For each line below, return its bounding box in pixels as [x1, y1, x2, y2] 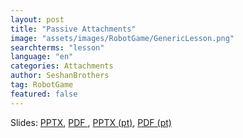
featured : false [10, 89, 78, 99]
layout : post [10, 14, 65, 25]
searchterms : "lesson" [10, 42, 105, 53]
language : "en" [10, 52, 74, 62]
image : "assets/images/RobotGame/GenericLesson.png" [10, 33, 235, 43]
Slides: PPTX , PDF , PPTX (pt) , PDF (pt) [10, 116, 172, 128]
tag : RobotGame [10, 80, 74, 90]
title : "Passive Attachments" [10, 24, 137, 34]
